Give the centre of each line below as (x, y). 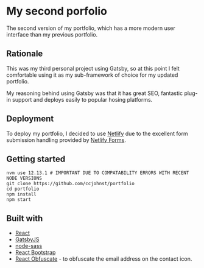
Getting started (36, 159)
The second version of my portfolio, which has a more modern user (91, 28)
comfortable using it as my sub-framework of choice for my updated (92, 75)
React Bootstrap (35, 252)
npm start (19, 200)
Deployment (30, 119)
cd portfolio (23, 189)
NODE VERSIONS (24, 178)
